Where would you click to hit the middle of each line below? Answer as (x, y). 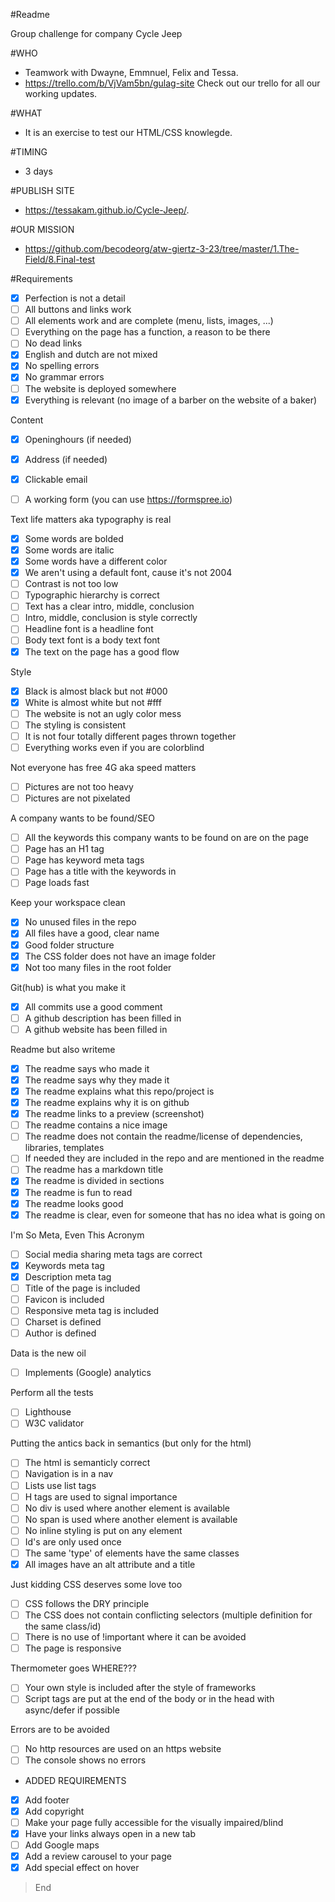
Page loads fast (57, 883)
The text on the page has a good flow (102, 651)
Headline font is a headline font (89, 629)
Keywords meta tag (64, 1265)
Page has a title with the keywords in (100, 871)
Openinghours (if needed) (78, 439)
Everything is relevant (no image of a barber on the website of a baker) (171, 400)
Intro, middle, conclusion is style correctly (111, 618)
